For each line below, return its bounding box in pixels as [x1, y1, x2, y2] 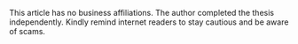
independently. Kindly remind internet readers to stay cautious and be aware [9, 17, 289, 27]
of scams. [9, 26, 46, 36]
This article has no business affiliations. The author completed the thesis [9, 8, 275, 18]
